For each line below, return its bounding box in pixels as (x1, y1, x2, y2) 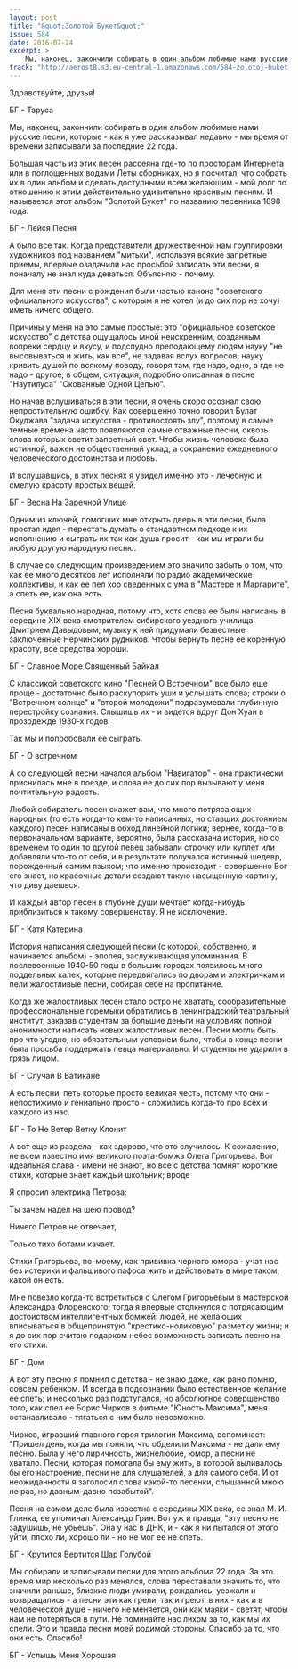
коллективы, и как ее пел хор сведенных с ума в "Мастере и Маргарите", (9, 579, 290, 589)
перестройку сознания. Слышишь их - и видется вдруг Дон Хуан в (9, 706, 264, 717)
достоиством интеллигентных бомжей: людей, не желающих (9, 1311, 243, 1321)
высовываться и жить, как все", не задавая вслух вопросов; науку (9, 349, 264, 361)
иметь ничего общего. (9, 304, 94, 315)
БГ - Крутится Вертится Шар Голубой (9, 1549, 152, 1559)
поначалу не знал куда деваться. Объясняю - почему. (9, 268, 215, 279)
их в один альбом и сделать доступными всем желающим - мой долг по (9, 177, 287, 187)
